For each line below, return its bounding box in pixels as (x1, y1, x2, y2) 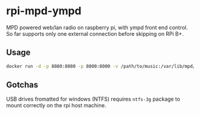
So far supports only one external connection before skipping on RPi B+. (6, 30, 184, 37)
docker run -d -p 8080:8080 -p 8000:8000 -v (6, 63, 118, 69)
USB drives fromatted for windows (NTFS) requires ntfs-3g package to (6, 95, 180, 102)
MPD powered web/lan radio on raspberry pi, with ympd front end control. (6, 24, 188, 31)
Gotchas (6, 80, 39, 90)
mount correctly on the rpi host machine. (6, 102, 107, 109)
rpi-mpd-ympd (6, 4, 82, 18)
